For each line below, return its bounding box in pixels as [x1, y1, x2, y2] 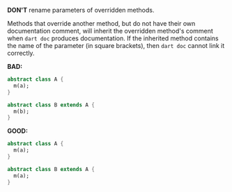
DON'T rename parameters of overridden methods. [7, 6, 155, 14]
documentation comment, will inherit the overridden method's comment [7, 27, 214, 35]
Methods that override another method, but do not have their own [7, 19, 196, 27]
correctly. [7, 49, 35, 57]
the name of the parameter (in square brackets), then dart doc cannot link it [7, 42, 225, 49]
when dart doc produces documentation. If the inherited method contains [7, 34, 219, 42]
